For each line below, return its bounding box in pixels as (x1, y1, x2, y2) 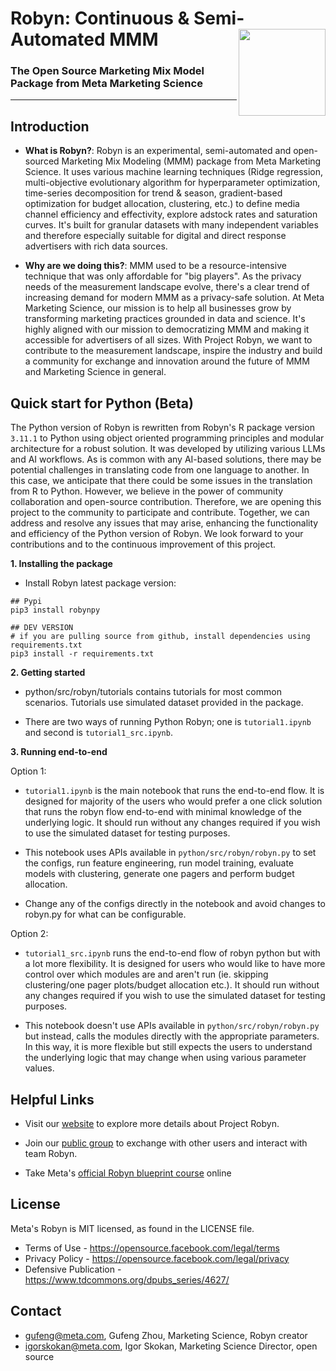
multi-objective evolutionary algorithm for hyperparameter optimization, (24, 177, 321, 189)
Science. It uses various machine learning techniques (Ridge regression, (24, 166, 323, 178)
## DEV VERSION (10, 623, 74, 633)
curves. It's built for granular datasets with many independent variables (24, 219, 319, 231)
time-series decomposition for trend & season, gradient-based (24, 187, 283, 199)
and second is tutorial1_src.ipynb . (24, 727, 173, 739)
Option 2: (10, 928, 49, 940)
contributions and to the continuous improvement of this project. (10, 538, 277, 551)
